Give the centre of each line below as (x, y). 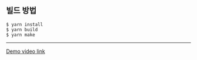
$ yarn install (25, 24)
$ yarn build (22, 29)
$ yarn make (21, 35)
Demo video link (26, 51)
